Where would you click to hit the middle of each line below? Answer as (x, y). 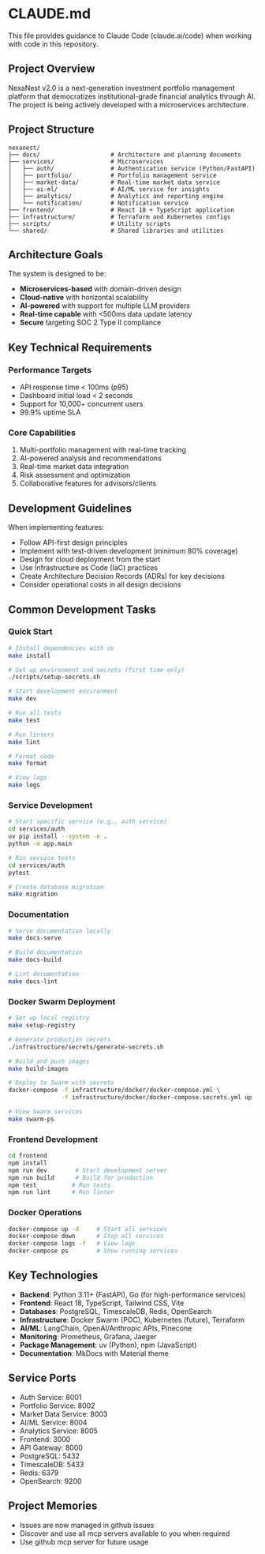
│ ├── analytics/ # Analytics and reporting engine (116, 196)
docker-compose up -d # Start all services (88, 1229)
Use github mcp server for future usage (84, 1541)
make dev (22, 699)
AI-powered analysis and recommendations (90, 458)
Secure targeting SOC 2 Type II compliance (90, 323)
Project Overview (52, 69)
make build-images (38, 1068)
